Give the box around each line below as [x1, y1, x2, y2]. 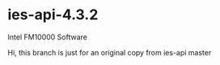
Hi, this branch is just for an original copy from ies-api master [7, 47, 212, 57]
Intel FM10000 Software [7, 32, 88, 42]
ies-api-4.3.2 [7, 6, 99, 24]
